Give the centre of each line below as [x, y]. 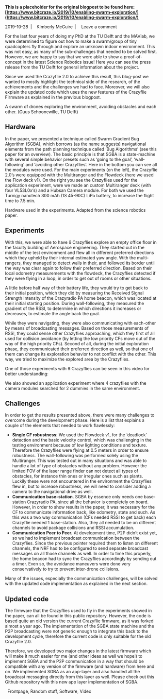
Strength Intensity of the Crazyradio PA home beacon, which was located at [81, 298]
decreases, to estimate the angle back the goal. [53, 313]
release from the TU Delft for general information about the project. [72, 67]
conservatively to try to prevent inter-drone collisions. [66, 569]
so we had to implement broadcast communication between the [76, 538]
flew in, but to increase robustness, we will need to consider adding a [81, 486]
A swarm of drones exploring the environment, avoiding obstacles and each [81, 107]
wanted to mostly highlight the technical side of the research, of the [73, 82]
